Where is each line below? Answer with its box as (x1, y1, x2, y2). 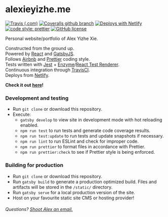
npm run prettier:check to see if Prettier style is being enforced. (20, 149, 155, 155)
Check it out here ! (5, 82, 44, 88)
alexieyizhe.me (5, 4, 71, 15)
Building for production (5, 162, 64, 169)
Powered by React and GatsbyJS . (5, 51, 75, 57)
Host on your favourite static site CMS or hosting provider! (12, 195, 135, 201)
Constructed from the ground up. (5, 45, 74, 51)
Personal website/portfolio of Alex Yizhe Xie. (5, 35, 98, 41)
